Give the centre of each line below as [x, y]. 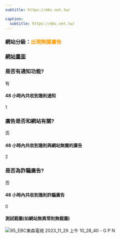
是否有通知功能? [24, 72]
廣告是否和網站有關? [30, 121]
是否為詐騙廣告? [24, 171]
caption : [14, 19]
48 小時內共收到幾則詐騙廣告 [35, 195]
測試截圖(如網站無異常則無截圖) [37, 218]
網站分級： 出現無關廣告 [33, 42]
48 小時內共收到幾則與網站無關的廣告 [44, 145]
